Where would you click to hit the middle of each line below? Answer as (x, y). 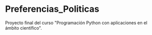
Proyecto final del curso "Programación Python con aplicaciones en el (76, 23)
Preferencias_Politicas (52, 9)
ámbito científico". (23, 28)
